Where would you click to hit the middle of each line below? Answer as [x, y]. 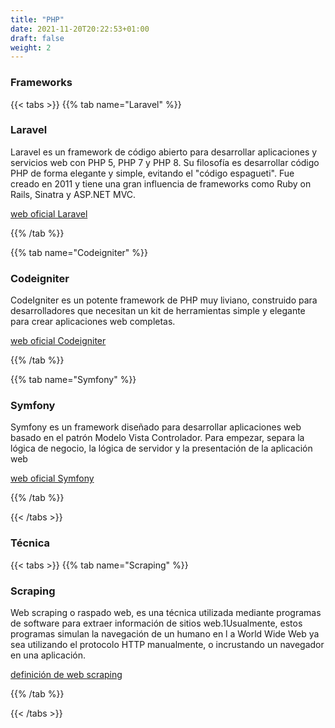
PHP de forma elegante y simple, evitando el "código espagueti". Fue [152, 173]
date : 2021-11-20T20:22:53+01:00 [80, 29]
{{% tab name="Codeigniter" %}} [79, 252]
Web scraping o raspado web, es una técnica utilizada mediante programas [166, 613]
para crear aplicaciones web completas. [93, 322]
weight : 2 [31, 47]
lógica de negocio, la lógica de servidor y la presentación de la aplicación [161, 448]
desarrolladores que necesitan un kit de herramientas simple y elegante [158, 311]
